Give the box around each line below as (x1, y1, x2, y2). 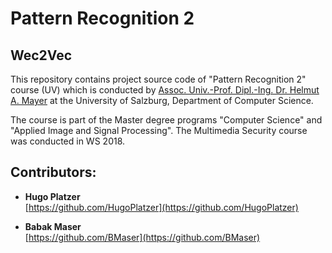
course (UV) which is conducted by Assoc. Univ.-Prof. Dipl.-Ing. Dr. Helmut (10, 84, 320, 96)
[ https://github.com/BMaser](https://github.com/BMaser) (24, 231, 261, 243)
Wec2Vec (10, 47, 73, 64)
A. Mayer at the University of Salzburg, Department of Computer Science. (10, 95, 314, 106)
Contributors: (10, 164, 97, 181)
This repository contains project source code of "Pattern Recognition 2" (10, 73, 307, 85)
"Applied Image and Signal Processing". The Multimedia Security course (10, 125, 308, 136)
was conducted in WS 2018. (10, 135, 126, 147)
